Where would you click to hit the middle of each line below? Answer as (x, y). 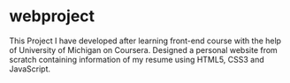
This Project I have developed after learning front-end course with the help (145, 41)
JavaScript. (30, 69)
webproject (52, 16)
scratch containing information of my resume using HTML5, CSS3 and (137, 59)
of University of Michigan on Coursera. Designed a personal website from (144, 49)
